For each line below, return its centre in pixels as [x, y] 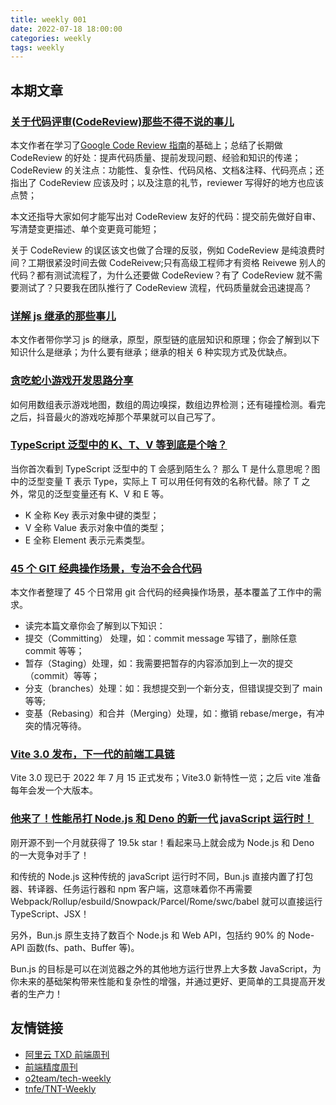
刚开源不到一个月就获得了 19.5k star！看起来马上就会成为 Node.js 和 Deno [162, 842]
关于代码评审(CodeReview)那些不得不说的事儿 [122, 121]
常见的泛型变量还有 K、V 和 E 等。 [98, 493]
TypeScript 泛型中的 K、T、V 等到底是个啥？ [119, 445]
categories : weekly [51, 38]
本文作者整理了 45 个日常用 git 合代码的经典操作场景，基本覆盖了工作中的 [161, 592]
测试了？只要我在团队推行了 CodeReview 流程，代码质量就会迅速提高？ [165, 287]
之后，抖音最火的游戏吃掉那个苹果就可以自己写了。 [115, 417]
